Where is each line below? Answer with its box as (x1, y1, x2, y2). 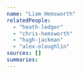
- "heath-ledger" (13, 23, 64, 30)
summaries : (6, 56, 39, 63)
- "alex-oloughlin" (13, 43, 70, 50)
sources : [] (6, 50, 41, 57)
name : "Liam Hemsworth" (6, 10, 76, 18)
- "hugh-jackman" (13, 37, 64, 44)
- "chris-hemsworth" (13, 30, 73, 37)
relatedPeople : (6, 17, 51, 24)
